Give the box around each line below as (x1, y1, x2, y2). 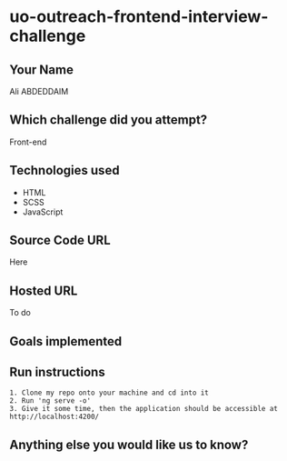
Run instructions (9, 365, 106, 380)
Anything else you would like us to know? (9, 436, 249, 452)
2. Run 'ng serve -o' (9, 396, 92, 406)
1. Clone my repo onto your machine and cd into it (9, 388, 209, 397)
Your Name (9, 62, 74, 77)
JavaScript (22, 206, 64, 217)
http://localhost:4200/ (9, 412, 100, 422)
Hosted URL (9, 283, 78, 298)
